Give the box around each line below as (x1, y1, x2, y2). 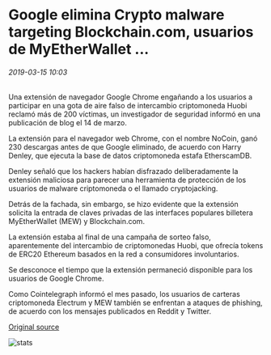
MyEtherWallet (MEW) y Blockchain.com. (8, 217, 146, 226)
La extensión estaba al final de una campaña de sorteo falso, (8, 232, 212, 242)
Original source (8, 322, 60, 332)
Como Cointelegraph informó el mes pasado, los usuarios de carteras (8, 289, 240, 299)
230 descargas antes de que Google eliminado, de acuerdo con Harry (8, 142, 242, 152)
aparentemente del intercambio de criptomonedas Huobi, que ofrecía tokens (8, 241, 264, 251)
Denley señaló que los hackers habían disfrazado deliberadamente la (8, 167, 239, 176)
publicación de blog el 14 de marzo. (8, 118, 127, 128)
